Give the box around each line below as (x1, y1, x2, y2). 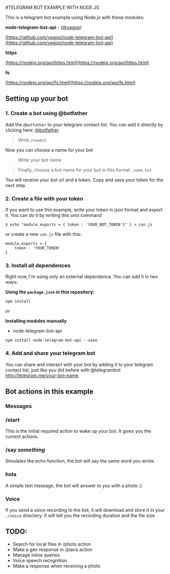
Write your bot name (17, 157, 62, 163)
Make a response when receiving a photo (12, 563, 101, 569)
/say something (5, 447, 45, 454)
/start (5, 416, 20, 423)
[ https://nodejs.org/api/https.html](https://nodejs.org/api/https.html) (5, 60, 149, 66)
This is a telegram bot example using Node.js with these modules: (5, 14, 145, 20)
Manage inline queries (12, 552, 60, 558)
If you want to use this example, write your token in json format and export (5, 207, 163, 213)
